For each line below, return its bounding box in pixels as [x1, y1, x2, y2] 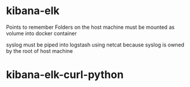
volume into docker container [6, 29, 77, 36]
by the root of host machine [6, 47, 73, 54]
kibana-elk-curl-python [6, 68, 124, 82]
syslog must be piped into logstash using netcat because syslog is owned [6, 41, 185, 48]
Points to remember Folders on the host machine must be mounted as [6, 24, 175, 31]
